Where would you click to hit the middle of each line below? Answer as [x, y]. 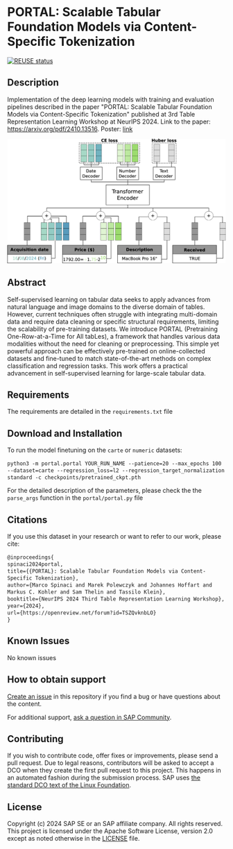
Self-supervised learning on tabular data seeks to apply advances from [109, 299]
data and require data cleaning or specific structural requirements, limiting [113, 321]
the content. [25, 704]
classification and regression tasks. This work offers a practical [98, 366]
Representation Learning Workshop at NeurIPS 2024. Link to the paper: [109, 121]
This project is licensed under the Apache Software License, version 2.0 [110, 831]
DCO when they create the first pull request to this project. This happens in [114, 771]
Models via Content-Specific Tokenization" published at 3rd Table [101, 114]
